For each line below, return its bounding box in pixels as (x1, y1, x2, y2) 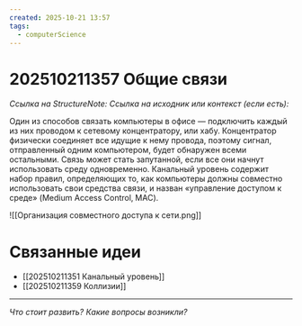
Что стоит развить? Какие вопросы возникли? (9, 307, 188, 318)
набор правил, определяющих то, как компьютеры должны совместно (9, 173, 283, 185)
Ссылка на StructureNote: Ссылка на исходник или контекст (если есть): (9, 98, 289, 109)
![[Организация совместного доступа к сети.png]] (9, 210, 202, 221)
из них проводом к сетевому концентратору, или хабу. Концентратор (9, 125, 277, 136)
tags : (9, 22, 30, 31)
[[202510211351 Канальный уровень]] (22, 271, 165, 282)
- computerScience (17, 30, 87, 39)
